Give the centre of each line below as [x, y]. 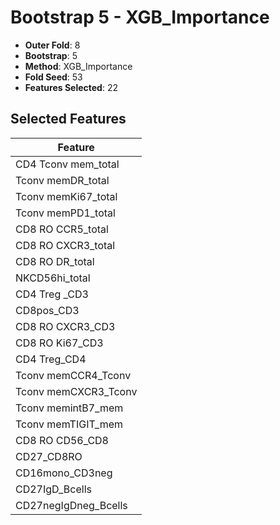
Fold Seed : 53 [53, 77]
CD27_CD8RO [49, 456]
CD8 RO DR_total [55, 261]
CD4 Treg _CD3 [52, 294]
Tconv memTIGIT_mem [69, 424]
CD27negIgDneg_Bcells [71, 505]
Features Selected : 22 [71, 87]
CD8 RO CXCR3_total [65, 245]
